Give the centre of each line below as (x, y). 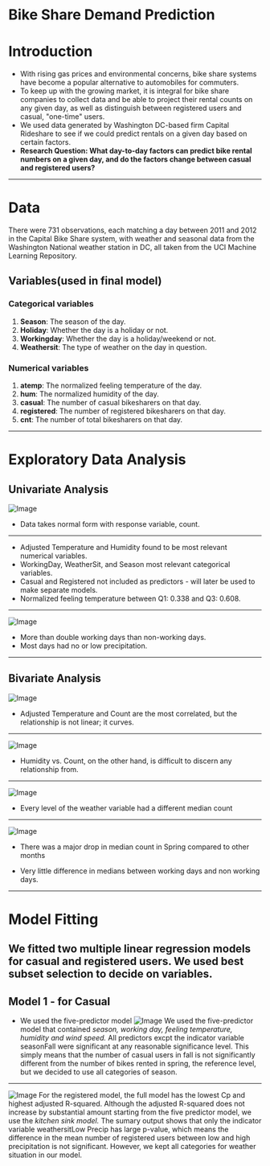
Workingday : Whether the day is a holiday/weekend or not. (118, 339)
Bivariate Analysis (55, 678)
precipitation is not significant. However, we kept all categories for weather (132, 1147)
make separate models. (59, 590)
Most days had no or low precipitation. (84, 646)
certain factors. (45, 142)
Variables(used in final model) (85, 281)
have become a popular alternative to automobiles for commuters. (129, 83)
